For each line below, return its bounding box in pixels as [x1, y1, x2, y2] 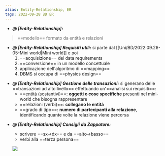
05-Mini [12, 50, 29, 56]
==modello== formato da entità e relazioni [17, 35, 103, 41]
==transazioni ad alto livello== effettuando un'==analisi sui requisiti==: [12, 85, 157, 91]
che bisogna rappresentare [32, 96, 88, 102]
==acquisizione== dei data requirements [19, 55, 102, 61]
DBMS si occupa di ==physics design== [19, 71, 102, 77]
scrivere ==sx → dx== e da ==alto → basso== [19, 131, 109, 137]
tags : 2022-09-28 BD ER [5, 12, 54, 17]
